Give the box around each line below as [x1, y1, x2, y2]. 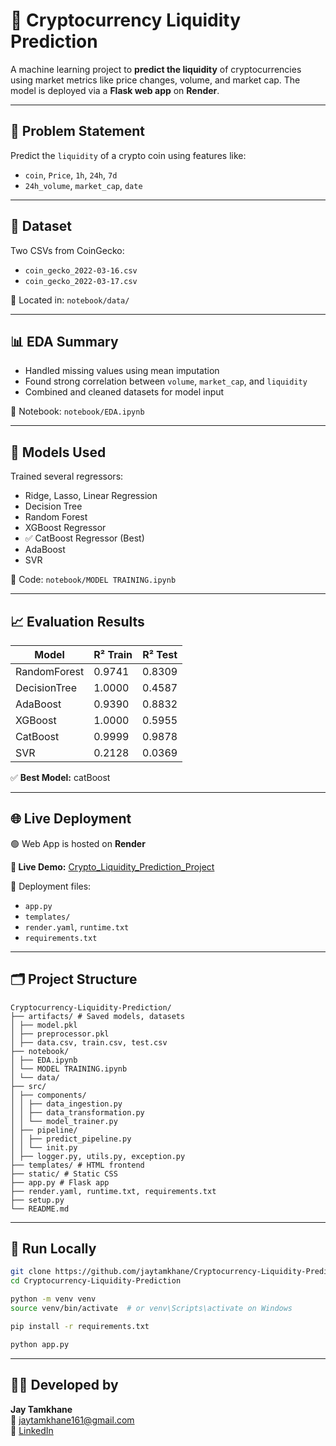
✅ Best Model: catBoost [10, 772, 111, 783]
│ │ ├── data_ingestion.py [10, 1099, 123, 1109]
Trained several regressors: [10, 470, 124, 483]
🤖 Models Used [10, 444, 107, 461]
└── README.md [10, 1204, 70, 1214]
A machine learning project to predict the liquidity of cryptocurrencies [10, 63, 302, 75]
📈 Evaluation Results [10, 613, 145, 630]
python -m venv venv [10, 1294, 97, 1304]
